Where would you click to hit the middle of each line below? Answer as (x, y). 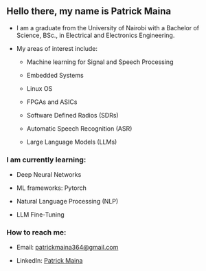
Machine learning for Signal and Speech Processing (100, 62)
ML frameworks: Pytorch (51, 188)
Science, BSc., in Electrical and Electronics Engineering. (95, 35)
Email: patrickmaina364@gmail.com (67, 248)
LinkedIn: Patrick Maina (49, 261)
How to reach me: (36, 232)
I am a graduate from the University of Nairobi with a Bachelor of (108, 28)
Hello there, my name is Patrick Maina (89, 11)
